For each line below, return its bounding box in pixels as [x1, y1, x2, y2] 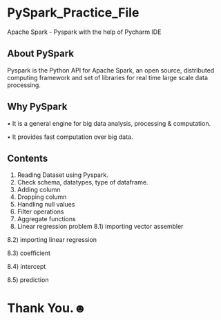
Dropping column [17, 193, 67, 201]
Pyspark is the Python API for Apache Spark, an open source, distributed [7, 66, 215, 74]
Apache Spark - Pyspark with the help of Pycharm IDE [7, 28, 162, 36]
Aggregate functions [17, 215, 76, 223]
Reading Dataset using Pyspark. [17, 171, 108, 179]
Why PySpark [7, 101, 68, 113]
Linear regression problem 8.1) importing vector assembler [17, 223, 184, 231]
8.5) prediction [7, 276, 49, 284]
